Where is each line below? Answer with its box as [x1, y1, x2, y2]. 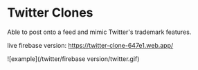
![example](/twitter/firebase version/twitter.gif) [7, 54, 140, 63]
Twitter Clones [7, 5, 93, 21]
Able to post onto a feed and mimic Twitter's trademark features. [7, 28, 192, 36]
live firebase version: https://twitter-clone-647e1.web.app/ [7, 41, 174, 49]
